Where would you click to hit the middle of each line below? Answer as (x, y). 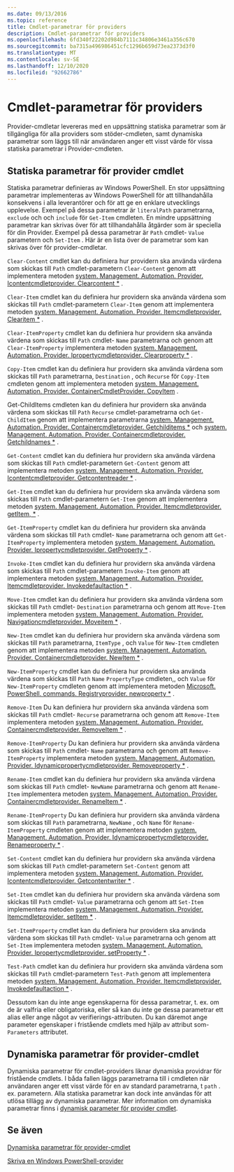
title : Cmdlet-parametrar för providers (67, 27)
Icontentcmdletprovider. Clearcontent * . (65, 283)
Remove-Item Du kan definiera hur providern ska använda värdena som (108, 707)
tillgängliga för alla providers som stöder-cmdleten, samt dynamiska (105, 134)
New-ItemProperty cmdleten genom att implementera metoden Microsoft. (112, 686)
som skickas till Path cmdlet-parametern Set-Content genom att (98, 866)
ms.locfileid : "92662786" (45, 72)
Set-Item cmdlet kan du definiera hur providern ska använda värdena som (114, 894)
